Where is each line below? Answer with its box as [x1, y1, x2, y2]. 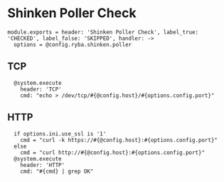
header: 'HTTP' [20, 161, 65, 168]
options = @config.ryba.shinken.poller [14, 41, 132, 48]
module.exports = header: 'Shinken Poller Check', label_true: [7, 29, 199, 36]
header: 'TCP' [20, 86, 62, 93]
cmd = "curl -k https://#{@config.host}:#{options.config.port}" [20, 136, 218, 143]
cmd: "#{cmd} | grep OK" [20, 168, 94, 175]
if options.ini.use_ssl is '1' [14, 130, 107, 137]
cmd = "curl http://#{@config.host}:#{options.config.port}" [20, 148, 205, 156]
